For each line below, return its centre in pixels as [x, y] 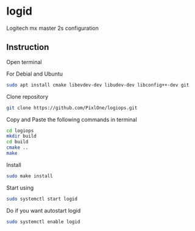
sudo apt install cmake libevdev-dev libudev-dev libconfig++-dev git [98, 85]
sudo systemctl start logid [42, 199]
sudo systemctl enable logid [43, 222]
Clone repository [27, 96]
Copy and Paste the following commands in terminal [72, 119]
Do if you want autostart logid [44, 210]
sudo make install [30, 176]
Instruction [28, 47]
